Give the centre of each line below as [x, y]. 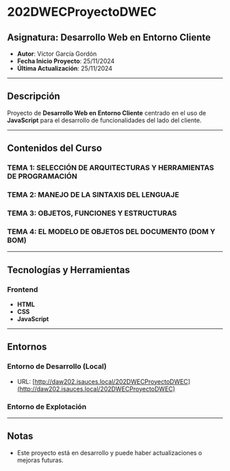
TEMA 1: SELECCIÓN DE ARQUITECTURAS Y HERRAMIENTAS [111, 168]
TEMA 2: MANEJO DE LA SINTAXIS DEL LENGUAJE [93, 195]
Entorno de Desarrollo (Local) [57, 367]
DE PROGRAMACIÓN [42, 176]
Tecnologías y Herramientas [68, 269]
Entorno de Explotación [47, 406]
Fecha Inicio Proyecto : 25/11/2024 [66, 61]
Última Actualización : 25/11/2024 [65, 68]
